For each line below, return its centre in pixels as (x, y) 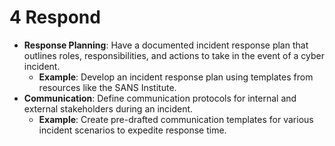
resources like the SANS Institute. (107, 87)
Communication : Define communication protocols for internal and (160, 98)
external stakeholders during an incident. (108, 108)
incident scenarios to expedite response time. (132, 130)
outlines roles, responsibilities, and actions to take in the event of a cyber (174, 55)
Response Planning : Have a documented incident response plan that (166, 45)
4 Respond (55, 17)
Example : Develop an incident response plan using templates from (176, 77)
